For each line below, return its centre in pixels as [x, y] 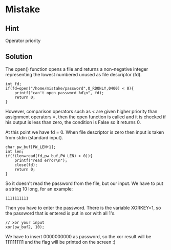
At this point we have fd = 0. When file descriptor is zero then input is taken [85, 132]
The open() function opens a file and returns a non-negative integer [77, 69]
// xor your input [25, 222]
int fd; [14, 84]
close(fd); [26, 165]
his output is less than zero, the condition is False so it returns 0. [73, 122]
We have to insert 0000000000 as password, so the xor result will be [78, 236]
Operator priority [23, 40]
